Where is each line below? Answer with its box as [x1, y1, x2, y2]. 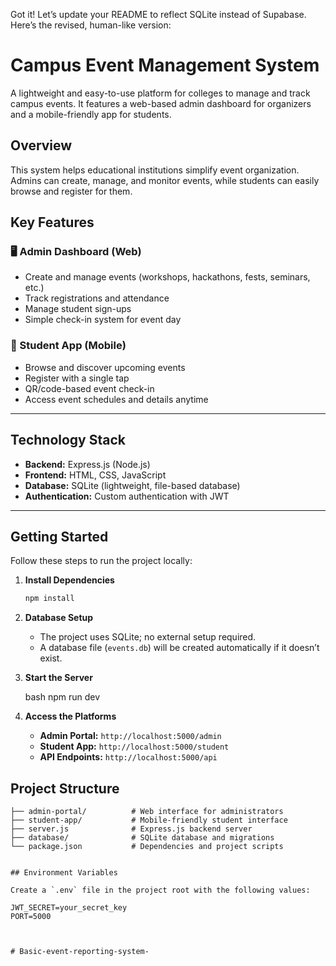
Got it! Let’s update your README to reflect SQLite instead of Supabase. [10, 9, 307, 20]
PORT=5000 [10, 912, 52, 922]
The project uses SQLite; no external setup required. [39, 631, 257, 643]
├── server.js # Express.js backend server [10, 824, 253, 834]
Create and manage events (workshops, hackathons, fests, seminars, [24, 271, 311, 283]
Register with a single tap [24, 372, 130, 384]
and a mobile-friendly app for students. [10, 108, 172, 120]
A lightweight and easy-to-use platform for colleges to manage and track [10, 87, 311, 99]
